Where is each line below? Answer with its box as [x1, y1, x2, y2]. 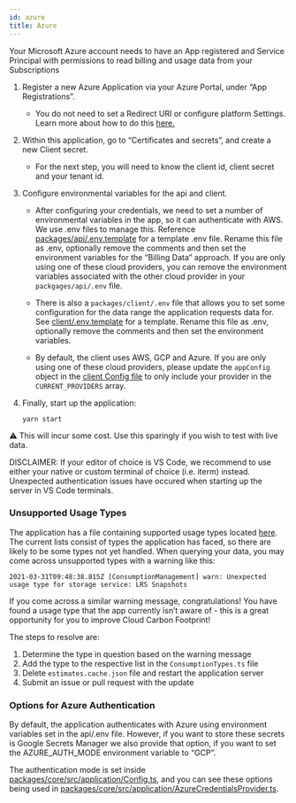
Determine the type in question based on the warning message [21, 648, 252, 660]
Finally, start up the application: [21, 398, 137, 408]
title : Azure [9, 21, 57, 30]
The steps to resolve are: [9, 631, 100, 642]
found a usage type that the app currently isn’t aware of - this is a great [9, 605, 269, 615]
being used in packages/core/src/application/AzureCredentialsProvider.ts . [9, 784, 279, 794]
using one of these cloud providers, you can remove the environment [34, 261, 287, 272]
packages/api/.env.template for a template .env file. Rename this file [34, 233, 283, 243]
